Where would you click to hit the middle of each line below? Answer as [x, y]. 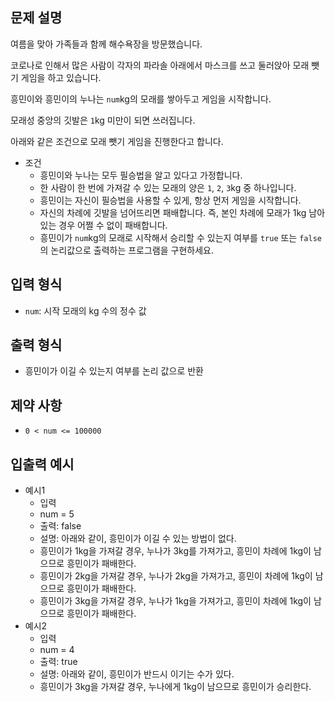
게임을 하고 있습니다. [61, 77]
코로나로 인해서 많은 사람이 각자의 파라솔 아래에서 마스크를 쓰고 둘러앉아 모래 [160, 65]
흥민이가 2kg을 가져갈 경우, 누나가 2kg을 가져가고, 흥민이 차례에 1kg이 [176, 576]
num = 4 [57, 650]
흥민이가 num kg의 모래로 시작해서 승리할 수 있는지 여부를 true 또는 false [180, 237]
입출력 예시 [42, 464]
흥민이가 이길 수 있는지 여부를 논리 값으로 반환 [114, 371]
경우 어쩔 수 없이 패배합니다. [113, 225]
